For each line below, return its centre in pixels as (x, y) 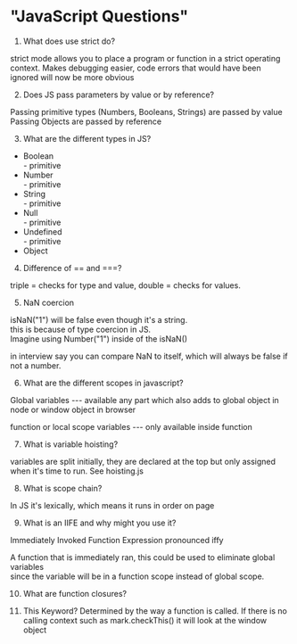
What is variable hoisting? (70, 444)
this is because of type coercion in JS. (80, 329)
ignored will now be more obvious (72, 77)
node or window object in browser (73, 409)
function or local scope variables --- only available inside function (131, 426)
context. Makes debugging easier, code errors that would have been (136, 68)
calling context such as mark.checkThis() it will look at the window (145, 620)
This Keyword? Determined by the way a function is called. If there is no (155, 611)
